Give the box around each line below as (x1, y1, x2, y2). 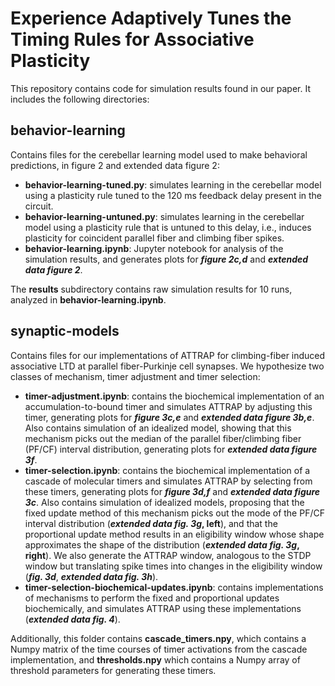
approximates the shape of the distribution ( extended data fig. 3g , (24, 538, 300, 551)
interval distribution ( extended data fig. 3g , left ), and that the (24, 517, 278, 529)
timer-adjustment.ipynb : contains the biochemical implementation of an (24, 390, 325, 402)
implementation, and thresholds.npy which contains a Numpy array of (10, 653, 301, 666)
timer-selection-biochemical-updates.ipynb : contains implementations (24, 581, 324, 593)
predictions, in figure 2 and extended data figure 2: (10, 159, 220, 171)
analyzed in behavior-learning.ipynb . (10, 293, 167, 306)
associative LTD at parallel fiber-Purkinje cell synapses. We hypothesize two (10, 360, 325, 372)
